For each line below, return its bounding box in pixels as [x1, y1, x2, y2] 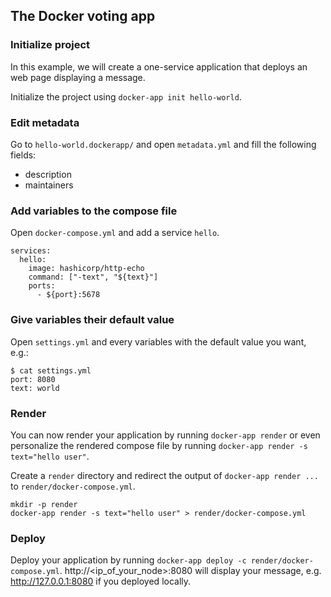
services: [10, 246, 52, 256]
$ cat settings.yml [10, 365, 92, 376]
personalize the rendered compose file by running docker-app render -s [10, 439, 308, 451]
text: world [10, 383, 60, 393]
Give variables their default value [10, 313, 175, 327]
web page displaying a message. [10, 71, 146, 83]
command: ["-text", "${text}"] [28, 272, 159, 283]
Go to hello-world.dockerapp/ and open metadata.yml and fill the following [10, 138, 317, 150]
